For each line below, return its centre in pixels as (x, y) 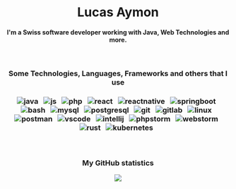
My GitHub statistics (118, 163)
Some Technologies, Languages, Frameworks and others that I (118, 73)
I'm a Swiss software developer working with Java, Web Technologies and (118, 32)
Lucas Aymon (118, 12)
